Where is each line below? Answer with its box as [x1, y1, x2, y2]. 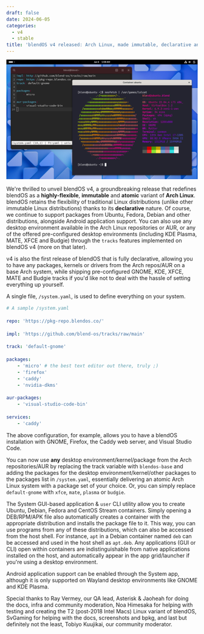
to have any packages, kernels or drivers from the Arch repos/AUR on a [6, 262, 185, 268]
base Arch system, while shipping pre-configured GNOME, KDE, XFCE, [6, 268, 184, 275]
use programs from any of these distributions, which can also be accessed [6, 526, 193, 533]
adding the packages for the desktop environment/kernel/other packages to [6, 469, 196, 476]
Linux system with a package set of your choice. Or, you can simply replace [6, 482, 195, 489]
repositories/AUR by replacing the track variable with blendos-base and [6, 462, 183, 470]
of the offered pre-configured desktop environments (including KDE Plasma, [6, 231, 197, 237]
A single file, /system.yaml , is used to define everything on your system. [6, 293, 186, 300]
